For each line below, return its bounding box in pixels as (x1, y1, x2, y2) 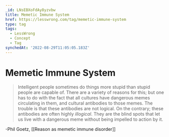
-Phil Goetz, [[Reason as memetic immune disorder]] (5, 126, 116, 132)
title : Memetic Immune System (5, 12, 70, 17)
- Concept (10, 36, 31, 41)
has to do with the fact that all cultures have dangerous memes (17, 94, 150, 100)
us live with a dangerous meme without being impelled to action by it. (17, 116, 163, 122)
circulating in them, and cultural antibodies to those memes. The (17, 100, 153, 106)
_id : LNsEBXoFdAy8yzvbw (5, 7, 56, 13)
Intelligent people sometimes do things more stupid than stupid (17, 84, 150, 90)
